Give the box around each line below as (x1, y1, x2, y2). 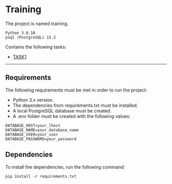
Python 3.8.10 (5, 30, 36, 35)
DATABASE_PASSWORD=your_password (5, 136, 77, 142)
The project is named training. (5, 20, 69, 27)
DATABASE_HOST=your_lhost (5, 123, 60, 128)
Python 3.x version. (12, 97, 54, 103)
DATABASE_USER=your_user (5, 132, 58, 137)
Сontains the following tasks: (5, 43, 67, 50)
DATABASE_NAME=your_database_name (5, 127, 79, 132)
